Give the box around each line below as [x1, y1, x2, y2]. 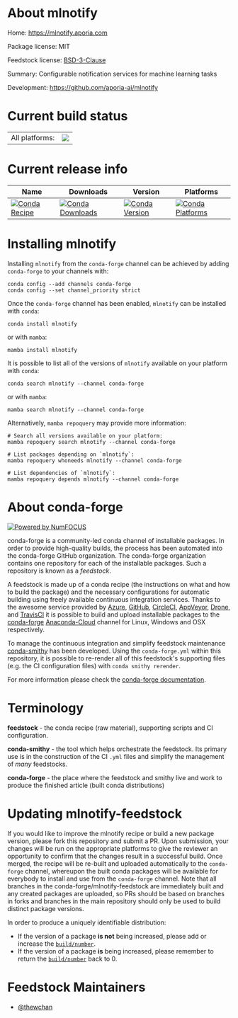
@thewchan [17, 1002, 53, 1011]
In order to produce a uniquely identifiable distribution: [7, 918, 166, 927]
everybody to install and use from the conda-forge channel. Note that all [7, 874, 217, 883]
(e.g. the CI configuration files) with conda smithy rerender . [7, 661, 181, 670]
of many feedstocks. [7, 760, 68, 768]
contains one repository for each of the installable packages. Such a [7, 559, 207, 567]
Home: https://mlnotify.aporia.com [7, 28, 108, 37]
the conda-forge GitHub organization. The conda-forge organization [7, 551, 207, 560]
